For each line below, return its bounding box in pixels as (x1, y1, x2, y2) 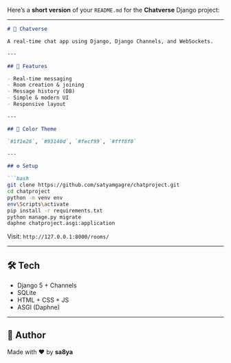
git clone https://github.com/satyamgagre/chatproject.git (7, 181, 180, 188)
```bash (7, 175, 30, 182)
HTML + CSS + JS (16, 296, 69, 305)
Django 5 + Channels (16, 281, 77, 289)
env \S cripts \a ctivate (7, 201, 69, 208)
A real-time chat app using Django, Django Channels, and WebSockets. (7, 38, 214, 45)
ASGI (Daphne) (16, 303, 60, 311)
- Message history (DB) (7, 88, 76, 95)
